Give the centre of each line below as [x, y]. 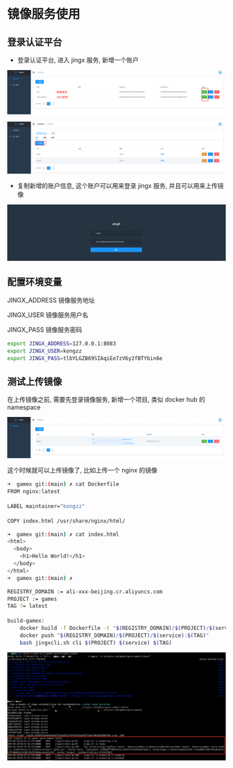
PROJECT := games [32, 599]
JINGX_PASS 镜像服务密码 [45, 330]
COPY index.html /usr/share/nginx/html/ [67, 521]
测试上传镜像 [35, 381]
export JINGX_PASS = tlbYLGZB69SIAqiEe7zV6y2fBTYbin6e [85, 358]
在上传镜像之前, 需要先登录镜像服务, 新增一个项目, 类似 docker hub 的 [106, 400]
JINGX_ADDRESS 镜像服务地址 [51, 300]
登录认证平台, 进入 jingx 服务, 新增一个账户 [78, 60]
